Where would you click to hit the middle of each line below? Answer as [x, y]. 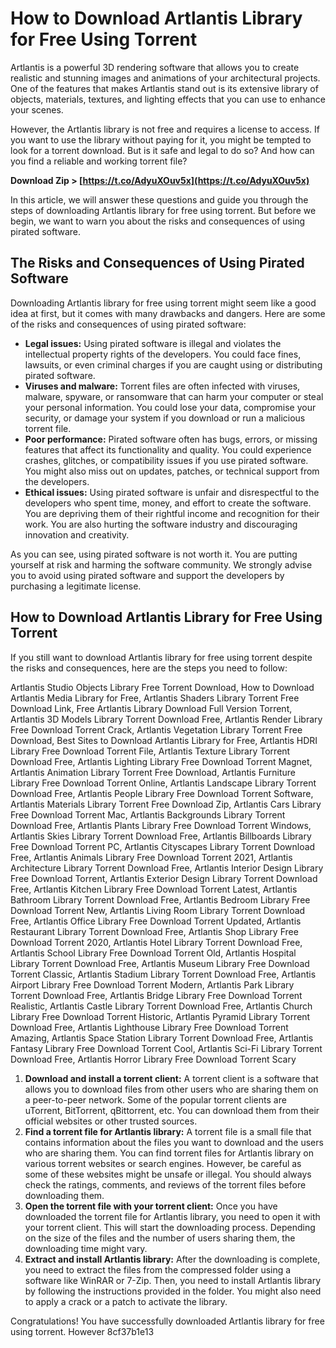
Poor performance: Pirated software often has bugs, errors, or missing [171, 439]
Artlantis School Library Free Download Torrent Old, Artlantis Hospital [153, 953]
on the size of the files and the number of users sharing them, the [160, 1238]
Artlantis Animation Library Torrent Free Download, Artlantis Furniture [153, 772]
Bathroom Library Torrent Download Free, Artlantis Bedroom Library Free [160, 899]
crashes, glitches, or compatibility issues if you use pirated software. [166, 460]
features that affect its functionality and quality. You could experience [168, 449]
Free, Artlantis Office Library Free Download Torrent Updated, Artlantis [156, 921]
